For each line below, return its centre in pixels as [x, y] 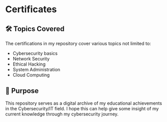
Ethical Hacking [29, 64]
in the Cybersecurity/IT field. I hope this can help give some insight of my [82, 108]
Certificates [31, 9]
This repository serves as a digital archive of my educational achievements [84, 103]
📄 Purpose [22, 91]
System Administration [36, 69]
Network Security [31, 59]
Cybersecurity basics [35, 53]
